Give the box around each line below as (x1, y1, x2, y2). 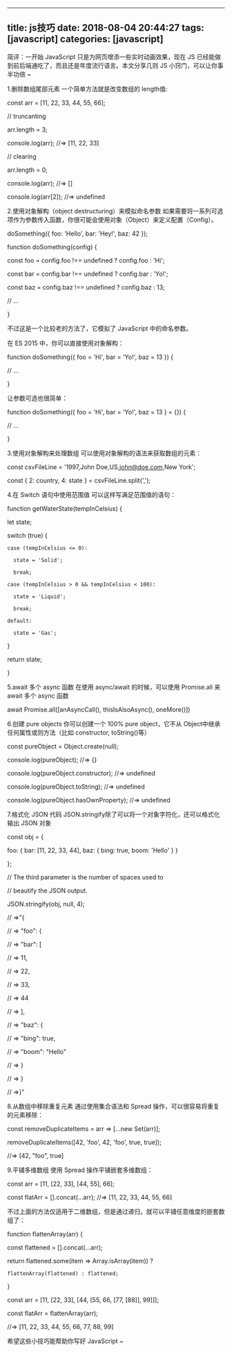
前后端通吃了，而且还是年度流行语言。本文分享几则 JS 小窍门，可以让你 (12, 61, 217, 69)
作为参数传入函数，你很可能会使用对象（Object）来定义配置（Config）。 (12, 216, 217, 224)
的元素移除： (7, 1110, 43, 1119)
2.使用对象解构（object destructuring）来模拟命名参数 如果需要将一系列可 (7, 207, 217, 215)
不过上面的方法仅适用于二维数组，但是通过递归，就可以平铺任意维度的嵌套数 (7, 1207, 225, 1215)
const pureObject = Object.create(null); (7, 742, 119, 750)
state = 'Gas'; (13, 629, 57, 636)
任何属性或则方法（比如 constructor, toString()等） (7, 728, 151, 737)
